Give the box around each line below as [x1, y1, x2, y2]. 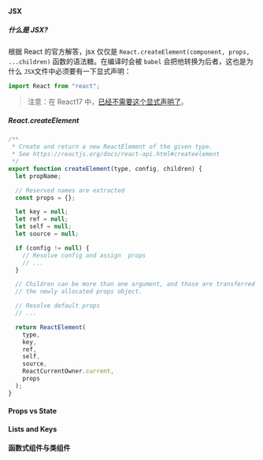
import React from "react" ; [8, 82, 101, 90]
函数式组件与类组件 [8, 443, 71, 453]
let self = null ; [15, 223, 72, 231]
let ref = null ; [15, 215, 69, 224]
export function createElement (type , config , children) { [8, 165, 202, 172]
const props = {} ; [15, 194, 76, 202]
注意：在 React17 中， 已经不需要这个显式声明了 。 [27, 97, 188, 106]
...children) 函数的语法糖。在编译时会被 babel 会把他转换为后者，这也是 [8, 56, 246, 66]
